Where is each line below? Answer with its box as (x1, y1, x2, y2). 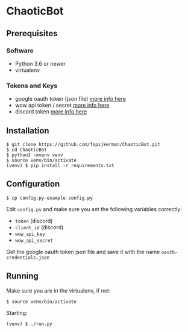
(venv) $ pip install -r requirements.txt (6, 162, 114, 168)
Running (6, 271, 39, 281)
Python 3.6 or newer (14, 60, 66, 67)
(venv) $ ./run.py (6, 321, 52, 327)
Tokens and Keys (6, 81, 58, 90)
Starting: (6, 309, 28, 316)
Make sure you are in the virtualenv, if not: (6, 287, 111, 294)
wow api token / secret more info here (14, 101, 110, 109)
